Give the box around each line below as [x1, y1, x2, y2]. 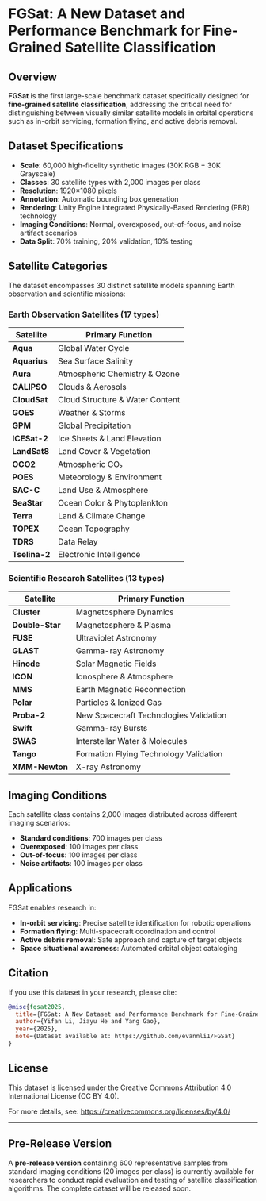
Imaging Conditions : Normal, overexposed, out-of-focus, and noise [19, 219, 241, 229]
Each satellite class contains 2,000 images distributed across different [8, 810, 237, 819]
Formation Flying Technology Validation [75, 749, 223, 760]
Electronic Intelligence [58, 549, 141, 560]
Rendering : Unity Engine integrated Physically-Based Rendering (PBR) [19, 202, 250, 212]
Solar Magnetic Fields [75, 658, 157, 669]
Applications [8, 882, 73, 895]
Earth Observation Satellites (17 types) [8, 309, 160, 320]
